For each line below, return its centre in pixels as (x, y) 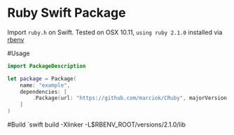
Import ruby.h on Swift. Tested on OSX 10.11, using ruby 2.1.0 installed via (115, 32)
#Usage (19, 53)
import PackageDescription (47, 66)
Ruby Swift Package (67, 13)
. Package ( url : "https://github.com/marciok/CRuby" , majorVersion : (131, 98)
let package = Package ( (42, 78)
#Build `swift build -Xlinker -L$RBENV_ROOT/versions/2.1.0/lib (97, 125)
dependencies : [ (44, 92)
